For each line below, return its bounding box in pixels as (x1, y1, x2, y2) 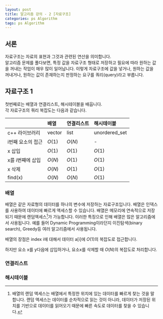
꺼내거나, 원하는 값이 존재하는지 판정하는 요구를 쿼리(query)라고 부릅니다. (5, 72, 144, 78)
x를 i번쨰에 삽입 (7, 156, 41, 163)
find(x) (7, 174, 23, 181)
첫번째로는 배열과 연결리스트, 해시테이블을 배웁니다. (5, 101, 103, 107)
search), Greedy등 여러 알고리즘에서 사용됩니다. (5, 226, 97, 232)
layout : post (5, 7, 32, 12)
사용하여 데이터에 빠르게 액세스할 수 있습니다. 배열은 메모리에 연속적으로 (10, 207, 147, 214)
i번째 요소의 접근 (7, 138, 43, 145)
